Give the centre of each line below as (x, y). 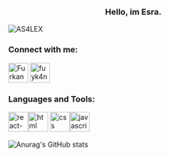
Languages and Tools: (52, 99)
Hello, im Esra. (133, 12)
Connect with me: (43, 50)
